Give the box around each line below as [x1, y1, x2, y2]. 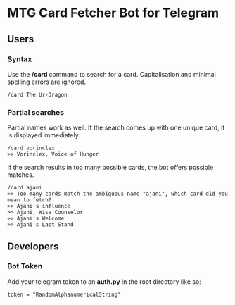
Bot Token [7, 261, 43, 271]
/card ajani [7, 185, 42, 192]
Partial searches [7, 107, 65, 117]
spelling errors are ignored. [7, 77, 87, 86]
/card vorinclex [7, 144, 55, 152]
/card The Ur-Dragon [7, 91, 68, 98]
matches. [7, 170, 34, 179]
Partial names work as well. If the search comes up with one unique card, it [7, 123, 225, 132]
